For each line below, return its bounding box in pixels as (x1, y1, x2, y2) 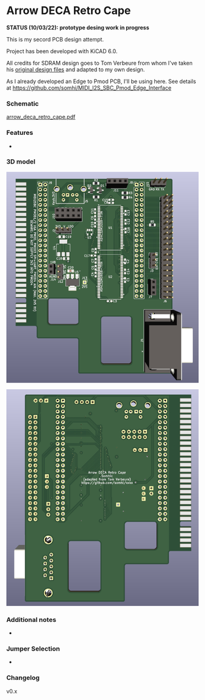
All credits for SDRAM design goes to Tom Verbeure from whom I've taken (6, 59, 193, 67)
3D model (6, 157, 35, 166)
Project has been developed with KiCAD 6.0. (6, 47, 118, 55)
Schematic (6, 99, 39, 107)
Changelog (6, 674, 40, 682)
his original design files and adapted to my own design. (6, 65, 145, 73)
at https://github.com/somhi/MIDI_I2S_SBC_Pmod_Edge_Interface (6, 84, 172, 92)
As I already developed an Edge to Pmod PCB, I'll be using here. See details (6, 78, 196, 85)
